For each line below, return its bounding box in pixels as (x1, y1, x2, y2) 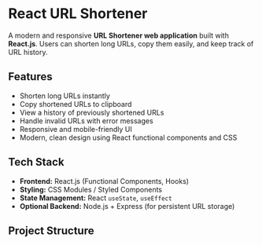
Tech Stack (8, 155, 65, 169)
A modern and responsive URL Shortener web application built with (8, 31, 230, 40)
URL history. (8, 47, 48, 57)
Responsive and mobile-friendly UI (19, 124, 132, 133)
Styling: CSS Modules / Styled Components (19, 185, 163, 194)
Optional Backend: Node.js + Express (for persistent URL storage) (19, 201, 235, 210)
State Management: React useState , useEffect (19, 193, 172, 203)
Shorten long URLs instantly (19, 91, 110, 101)
